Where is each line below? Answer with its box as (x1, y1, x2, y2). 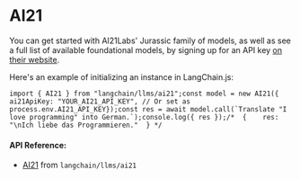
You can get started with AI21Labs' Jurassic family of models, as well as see (9, 35, 292, 46)
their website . (9, 54, 60, 65)
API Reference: (9, 139, 67, 150)
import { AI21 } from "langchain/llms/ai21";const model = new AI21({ (9, 89, 279, 98)
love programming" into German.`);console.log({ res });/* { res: (9, 112, 279, 121)
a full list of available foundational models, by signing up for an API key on (9, 44, 283, 55)
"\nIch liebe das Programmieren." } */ (9, 121, 163, 130)
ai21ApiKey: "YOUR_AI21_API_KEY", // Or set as (9, 96, 191, 106)
